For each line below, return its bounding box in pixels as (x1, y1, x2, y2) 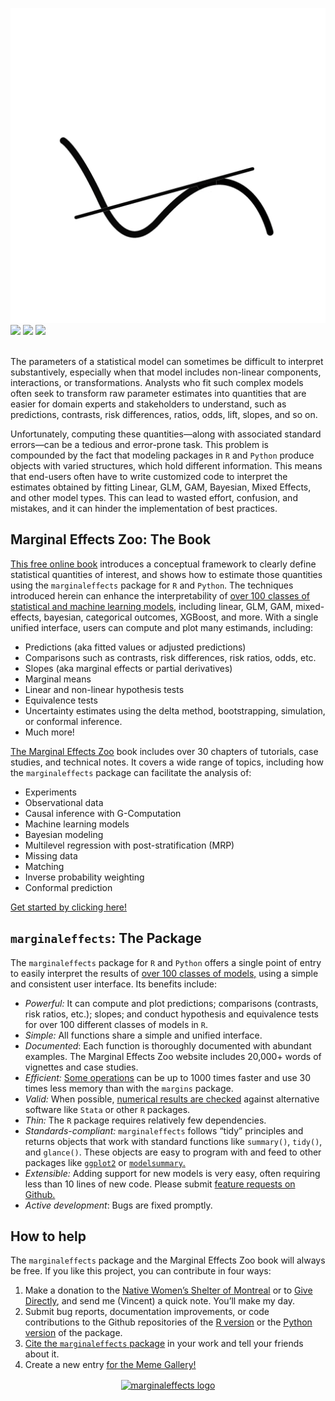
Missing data (24, 849, 78, 862)
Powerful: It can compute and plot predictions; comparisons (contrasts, (24, 997, 319, 1009)
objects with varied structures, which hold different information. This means (10, 460, 323, 472)
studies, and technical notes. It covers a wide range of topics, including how (10, 756, 324, 768)
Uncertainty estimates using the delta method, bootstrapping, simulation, (24, 704, 326, 717)
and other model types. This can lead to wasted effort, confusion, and (10, 492, 298, 503)
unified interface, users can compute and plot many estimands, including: (10, 621, 314, 633)
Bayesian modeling (24, 828, 104, 840)
